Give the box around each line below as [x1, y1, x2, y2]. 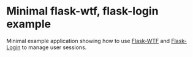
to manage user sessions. [21, 44, 87, 51]
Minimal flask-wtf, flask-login [6, 4, 159, 18]
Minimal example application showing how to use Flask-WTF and [6, 37, 170, 44]
